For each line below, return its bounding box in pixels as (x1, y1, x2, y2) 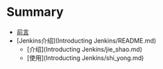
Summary (6, 4, 64, 20)
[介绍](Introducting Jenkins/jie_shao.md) (26, 45, 143, 53)
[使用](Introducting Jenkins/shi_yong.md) (26, 53, 144, 62)
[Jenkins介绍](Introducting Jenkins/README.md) (16, 36, 157, 45)
